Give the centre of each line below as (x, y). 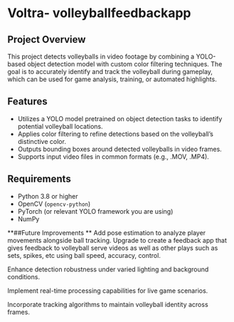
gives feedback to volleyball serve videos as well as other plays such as (113, 248)
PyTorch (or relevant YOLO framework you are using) (95, 211)
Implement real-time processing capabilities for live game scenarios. (108, 291)
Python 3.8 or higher (48, 196)
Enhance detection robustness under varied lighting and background (108, 269)
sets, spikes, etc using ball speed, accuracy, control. (84, 255)
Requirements (39, 179)
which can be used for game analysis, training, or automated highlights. (112, 79)
